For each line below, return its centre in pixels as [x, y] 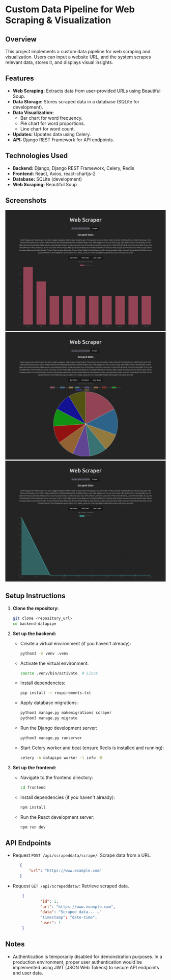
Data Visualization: [33, 112]
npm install [33, 807]
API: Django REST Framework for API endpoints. [63, 140]
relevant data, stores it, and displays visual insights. [59, 62]
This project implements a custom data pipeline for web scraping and [78, 51]
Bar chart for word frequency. [51, 118]
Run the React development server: [57, 817]
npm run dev [33, 827]
